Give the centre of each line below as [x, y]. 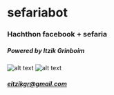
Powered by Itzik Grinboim [46, 50]
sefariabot [37, 13]
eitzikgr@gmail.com [37, 83]
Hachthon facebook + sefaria [57, 34]
